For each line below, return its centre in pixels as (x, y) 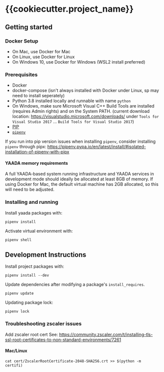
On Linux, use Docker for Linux (43, 57)
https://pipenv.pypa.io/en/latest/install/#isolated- (96, 147)
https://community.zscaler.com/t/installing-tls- (106, 334)
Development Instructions (46, 255)
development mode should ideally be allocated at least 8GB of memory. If (79, 179)
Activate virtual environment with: (39, 231)
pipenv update (20, 294)
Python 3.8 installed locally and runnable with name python (71, 101)
